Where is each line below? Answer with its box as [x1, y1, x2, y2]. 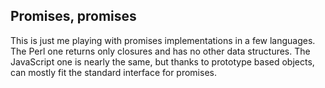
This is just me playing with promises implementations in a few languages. [10, 34, 316, 46]
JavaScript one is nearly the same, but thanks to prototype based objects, [10, 55, 315, 68]
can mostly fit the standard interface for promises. [10, 66, 217, 78]
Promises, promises [10, 8, 137, 25]
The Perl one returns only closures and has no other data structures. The [10, 45, 311, 57]
